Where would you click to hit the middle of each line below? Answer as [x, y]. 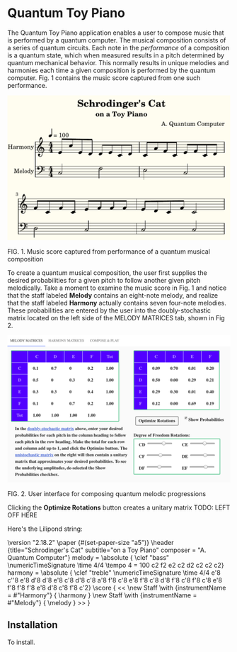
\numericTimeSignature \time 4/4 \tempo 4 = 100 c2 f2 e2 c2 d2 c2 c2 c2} [116, 565]
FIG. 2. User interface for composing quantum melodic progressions [107, 493]
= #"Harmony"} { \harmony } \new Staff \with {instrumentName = [102, 595]
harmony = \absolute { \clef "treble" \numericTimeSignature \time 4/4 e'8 [114, 573]
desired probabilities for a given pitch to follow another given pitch [104, 281]
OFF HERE [22, 515]
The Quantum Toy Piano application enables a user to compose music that [116, 33]
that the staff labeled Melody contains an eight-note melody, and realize [113, 296]
